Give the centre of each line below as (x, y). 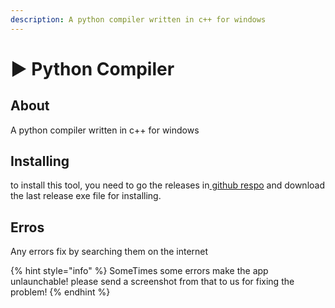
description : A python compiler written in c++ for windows (138, 19)
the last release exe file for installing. (86, 196)
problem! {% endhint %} (60, 292)
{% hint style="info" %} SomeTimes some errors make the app (139, 271)
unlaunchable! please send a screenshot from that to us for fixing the (152, 282)
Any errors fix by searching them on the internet (109, 252)
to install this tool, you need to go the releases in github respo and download (167, 185)
